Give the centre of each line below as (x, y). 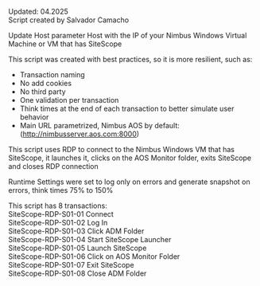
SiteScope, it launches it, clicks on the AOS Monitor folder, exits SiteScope (130, 158)
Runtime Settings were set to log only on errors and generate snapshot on (129, 182)
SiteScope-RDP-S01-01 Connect (61, 214)
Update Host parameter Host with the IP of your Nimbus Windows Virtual (128, 35)
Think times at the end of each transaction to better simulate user (127, 108)
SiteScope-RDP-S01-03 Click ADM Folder (76, 231)
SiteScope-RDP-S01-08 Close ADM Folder (78, 273)
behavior (34, 117)
